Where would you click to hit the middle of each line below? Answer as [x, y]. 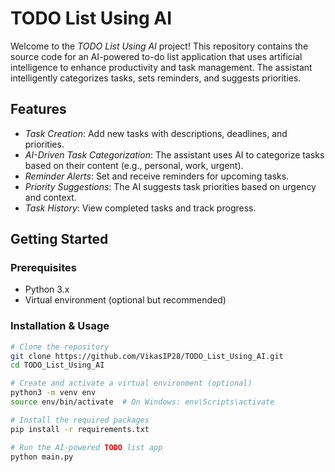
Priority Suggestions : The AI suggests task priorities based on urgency [170, 186]
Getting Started [59, 239]
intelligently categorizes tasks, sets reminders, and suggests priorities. [156, 78]
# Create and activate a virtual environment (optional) [131, 383]
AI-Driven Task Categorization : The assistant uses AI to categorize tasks [174, 154]
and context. [50, 197]
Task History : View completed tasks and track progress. [140, 208]
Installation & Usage [60, 326]
